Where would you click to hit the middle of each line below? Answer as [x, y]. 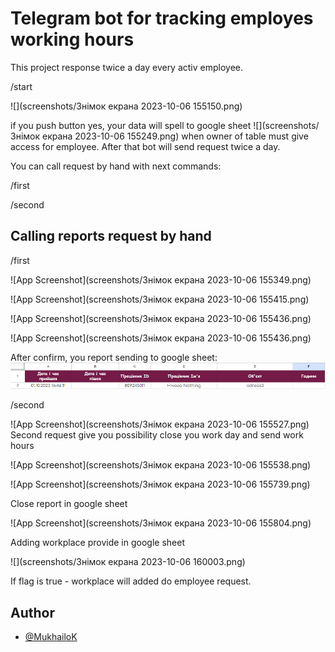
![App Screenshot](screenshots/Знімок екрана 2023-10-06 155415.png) [160, 299]
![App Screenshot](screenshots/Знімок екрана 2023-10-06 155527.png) [160, 424]
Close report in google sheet [69, 504]
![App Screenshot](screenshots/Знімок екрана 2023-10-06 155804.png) [161, 523]
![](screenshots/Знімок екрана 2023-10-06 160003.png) [128, 562]
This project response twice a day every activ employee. [127, 67]
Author [32, 612]
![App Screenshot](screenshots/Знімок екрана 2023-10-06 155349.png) [161, 279]
